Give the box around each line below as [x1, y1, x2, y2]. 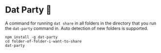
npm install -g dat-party [5, 35, 58, 40]
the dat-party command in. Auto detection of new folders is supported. [5, 25, 148, 31]
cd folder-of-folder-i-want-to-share [5, 39, 82, 44]
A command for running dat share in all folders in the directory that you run [5, 20, 157, 26]
